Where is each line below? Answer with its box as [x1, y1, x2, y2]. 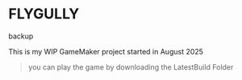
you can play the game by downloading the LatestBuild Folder [27, 62, 234, 72]
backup [8, 31, 34, 41]
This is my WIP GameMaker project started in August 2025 [8, 46, 204, 56]
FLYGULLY [8, 5, 80, 23]
